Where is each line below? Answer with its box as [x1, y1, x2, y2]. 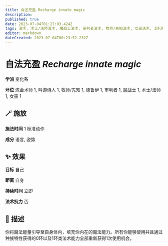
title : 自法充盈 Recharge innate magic [5, 7, 85, 13]
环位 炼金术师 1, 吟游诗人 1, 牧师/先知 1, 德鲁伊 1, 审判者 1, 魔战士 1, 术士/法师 [5, 86, 161, 93]
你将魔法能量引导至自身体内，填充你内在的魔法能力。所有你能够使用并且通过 [5, 229, 163, 235]
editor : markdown [5, 31, 41, 36]
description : [5, 12, 32, 17]
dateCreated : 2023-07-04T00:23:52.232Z [5, 36, 88, 41]
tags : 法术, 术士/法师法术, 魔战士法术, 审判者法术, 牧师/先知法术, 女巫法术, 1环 [5, 26, 160, 31]
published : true [5, 17, 39, 22]
